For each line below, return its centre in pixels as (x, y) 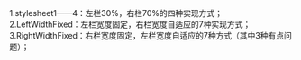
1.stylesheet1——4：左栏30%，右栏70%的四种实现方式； (116, 13)
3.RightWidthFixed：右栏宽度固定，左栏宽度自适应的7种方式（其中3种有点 (147, 35)
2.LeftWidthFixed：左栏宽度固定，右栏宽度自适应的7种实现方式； (130, 24)
